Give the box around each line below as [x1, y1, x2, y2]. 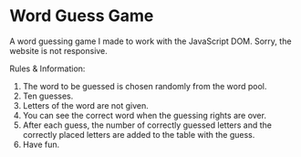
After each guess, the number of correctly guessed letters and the [22, 120, 272, 131]
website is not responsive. [9, 45, 108, 56]
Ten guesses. [22, 90, 74, 101]
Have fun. [22, 139, 60, 150]
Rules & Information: [9, 63, 86, 74]
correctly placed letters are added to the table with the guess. [22, 129, 255, 140]
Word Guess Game [9, 5, 154, 26]
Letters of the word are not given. [22, 99, 149, 110]
